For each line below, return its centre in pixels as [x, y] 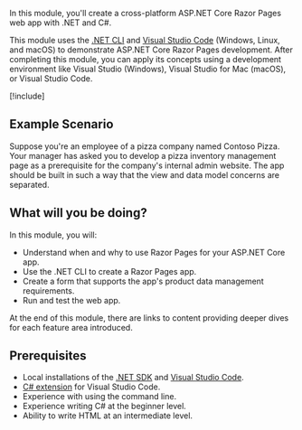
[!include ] [27, 96]
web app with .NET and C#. [61, 23]
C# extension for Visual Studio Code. [91, 387]
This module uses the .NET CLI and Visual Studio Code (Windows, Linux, [145, 40]
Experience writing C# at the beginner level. [104, 407]
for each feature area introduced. [71, 327]
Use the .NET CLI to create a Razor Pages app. [109, 271]
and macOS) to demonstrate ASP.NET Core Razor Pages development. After [151, 50]
